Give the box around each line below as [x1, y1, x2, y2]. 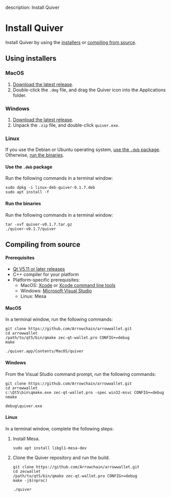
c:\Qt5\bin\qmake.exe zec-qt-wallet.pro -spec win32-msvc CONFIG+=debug [5, 390, 164, 395]
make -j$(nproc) [12, 477, 48, 483]
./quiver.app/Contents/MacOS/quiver [5, 349, 84, 354]
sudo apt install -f [5, 189, 50, 195]
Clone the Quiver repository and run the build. [12, 454, 110, 461]
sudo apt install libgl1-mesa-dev [12, 445, 87, 451]
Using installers [5, 54, 56, 63]
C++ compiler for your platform [12, 272, 79, 278]
